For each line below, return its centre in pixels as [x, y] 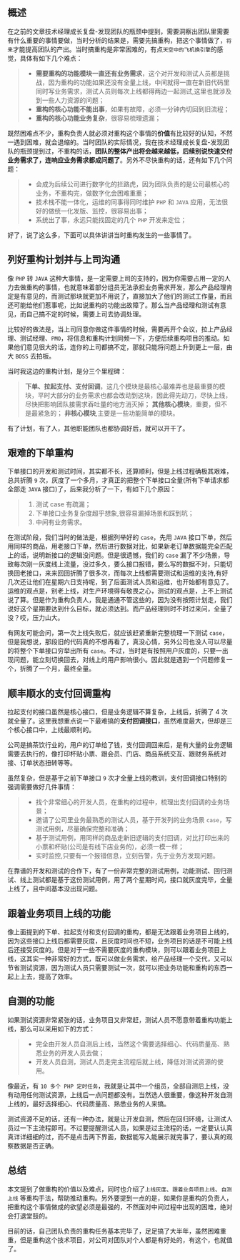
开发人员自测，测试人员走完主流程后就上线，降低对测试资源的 [126, 1061]
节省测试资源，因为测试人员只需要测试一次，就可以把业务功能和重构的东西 [117, 968]
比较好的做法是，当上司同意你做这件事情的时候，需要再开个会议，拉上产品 [117, 329]
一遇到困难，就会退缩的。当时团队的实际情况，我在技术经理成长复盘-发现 [115, 142]
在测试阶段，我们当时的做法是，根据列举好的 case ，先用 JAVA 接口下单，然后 [120, 537]
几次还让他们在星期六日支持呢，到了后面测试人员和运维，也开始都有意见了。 [120, 582]
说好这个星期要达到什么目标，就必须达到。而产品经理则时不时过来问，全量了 [120, 609]
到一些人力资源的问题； [70, 100]
